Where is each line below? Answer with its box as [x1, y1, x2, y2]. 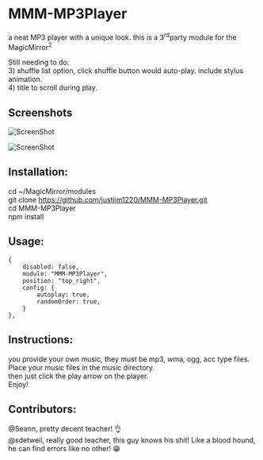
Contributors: [8, 402, 77, 416]
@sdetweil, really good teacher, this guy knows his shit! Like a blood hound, [8, 435, 256, 445]
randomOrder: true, [36, 297, 101, 306]
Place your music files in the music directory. [8, 362, 155, 372]
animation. [8, 75, 43, 84]
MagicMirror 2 [8, 41, 52, 52]
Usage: [8, 235, 45, 249]
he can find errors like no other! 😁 [8, 444, 120, 454]
